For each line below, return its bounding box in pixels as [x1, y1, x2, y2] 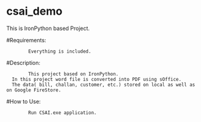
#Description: [6, 59, 41, 66]
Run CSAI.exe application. [28, 109, 97, 116]
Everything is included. [28, 48, 92, 55]
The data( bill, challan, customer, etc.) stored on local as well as [12, 82, 196, 88]
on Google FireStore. [6, 87, 62, 93]
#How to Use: [6, 97, 41, 105]
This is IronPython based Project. [6, 25, 90, 32]
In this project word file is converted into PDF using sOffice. [12, 76, 182, 82]
